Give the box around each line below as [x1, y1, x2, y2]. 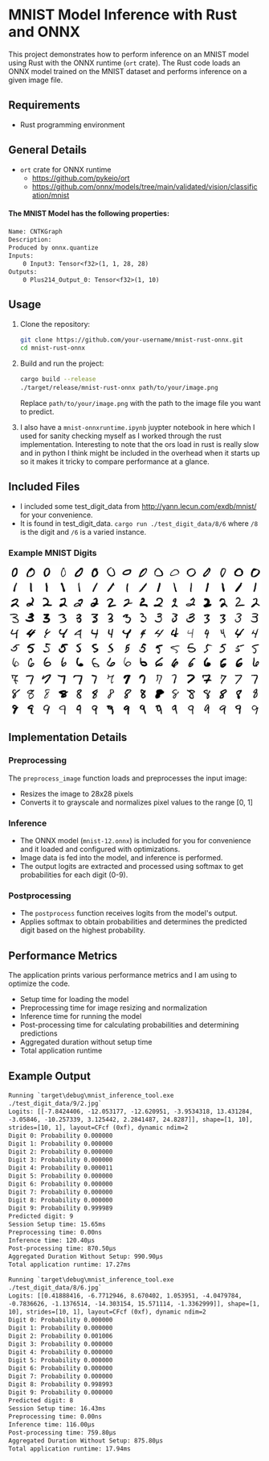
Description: [8, 235, 52, 243]
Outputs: [8, 267, 38, 275]
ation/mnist [31, 190, 70, 200]
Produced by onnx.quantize [8, 243, 99, 251]
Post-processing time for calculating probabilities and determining [19, 1020, 239, 1030]
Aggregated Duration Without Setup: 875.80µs [8, 1436, 163, 1445]
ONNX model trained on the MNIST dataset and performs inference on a [8, 66, 247, 76]
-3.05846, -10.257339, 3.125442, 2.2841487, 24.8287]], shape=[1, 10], [8, 1115, 253, 1124]
